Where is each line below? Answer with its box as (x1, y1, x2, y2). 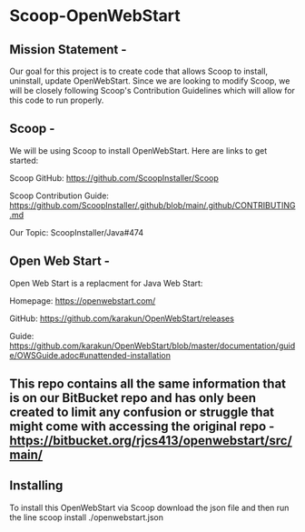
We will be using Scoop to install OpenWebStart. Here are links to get (9, 145, 268, 156)
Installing (9, 478, 64, 494)
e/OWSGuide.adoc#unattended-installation (9, 349, 171, 360)
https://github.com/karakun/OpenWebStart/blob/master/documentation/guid (9, 340, 296, 351)
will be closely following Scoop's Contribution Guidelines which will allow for (9, 85, 295, 95)
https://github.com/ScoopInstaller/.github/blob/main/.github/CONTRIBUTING (9, 199, 296, 210)
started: (9, 155, 39, 166)
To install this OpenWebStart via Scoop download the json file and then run (9, 502, 290, 513)
